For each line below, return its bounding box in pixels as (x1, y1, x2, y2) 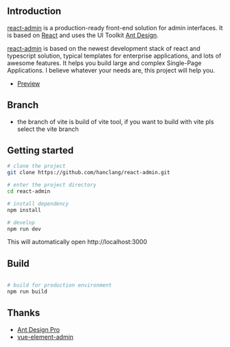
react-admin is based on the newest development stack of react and (7, 44, 200, 52)
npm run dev (7, 226, 41, 232)
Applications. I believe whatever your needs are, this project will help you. (7, 66, 216, 74)
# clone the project (7, 163, 67, 170)
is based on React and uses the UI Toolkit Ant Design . (7, 31, 159, 39)
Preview (16, 79, 41, 88)
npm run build (7, 288, 48, 296)
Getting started (7, 145, 74, 156)
